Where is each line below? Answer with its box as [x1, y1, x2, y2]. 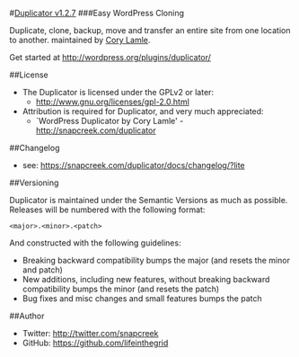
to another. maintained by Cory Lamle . [9, 35, 151, 45]
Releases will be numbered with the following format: [9, 204, 206, 215]
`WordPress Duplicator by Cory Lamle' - [35, 116, 184, 126]
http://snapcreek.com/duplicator [35, 125, 156, 136]
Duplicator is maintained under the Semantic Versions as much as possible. [9, 195, 288, 205]
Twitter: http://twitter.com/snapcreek [22, 328, 159, 338]
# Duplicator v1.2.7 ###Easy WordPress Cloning [9, 8, 185, 18]
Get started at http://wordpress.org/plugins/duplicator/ [9, 52, 211, 62]
